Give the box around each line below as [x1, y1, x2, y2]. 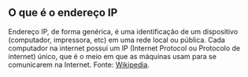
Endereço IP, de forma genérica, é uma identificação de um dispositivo [8, 26, 239, 36]
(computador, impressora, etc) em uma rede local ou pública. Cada [8, 35, 226, 44]
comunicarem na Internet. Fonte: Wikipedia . [8, 60, 150, 69]
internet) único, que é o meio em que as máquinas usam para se [8, 51, 217, 61]
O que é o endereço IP [8, 6, 118, 19]
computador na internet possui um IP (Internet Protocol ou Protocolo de [8, 43, 241, 53]
